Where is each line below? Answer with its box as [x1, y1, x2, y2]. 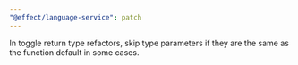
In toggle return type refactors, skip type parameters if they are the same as [9, 37, 289, 48]
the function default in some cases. [9, 46, 140, 58]
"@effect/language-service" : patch [9, 12, 142, 22]
